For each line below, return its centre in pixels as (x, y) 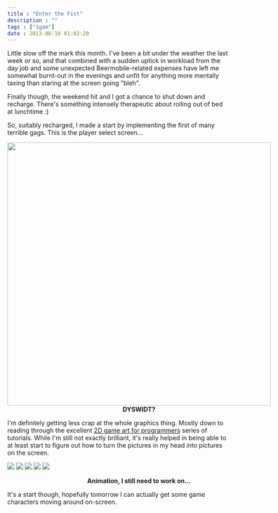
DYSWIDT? (139, 409)
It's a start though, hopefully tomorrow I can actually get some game (106, 495)
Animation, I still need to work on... (139, 481)
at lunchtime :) (28, 112)
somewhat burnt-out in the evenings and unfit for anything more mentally (113, 76)
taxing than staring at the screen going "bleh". (74, 83)
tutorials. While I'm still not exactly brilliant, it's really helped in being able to (117, 438)
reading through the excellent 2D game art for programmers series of (107, 431)
